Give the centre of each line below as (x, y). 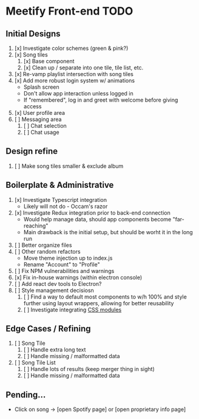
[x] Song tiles (31, 55)
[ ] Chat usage (41, 132)
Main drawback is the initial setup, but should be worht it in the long (108, 232)
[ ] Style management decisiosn (54, 290)
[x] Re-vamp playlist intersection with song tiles (74, 74)
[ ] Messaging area (38, 119)
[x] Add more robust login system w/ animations (74, 81)
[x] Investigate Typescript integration (61, 199)
